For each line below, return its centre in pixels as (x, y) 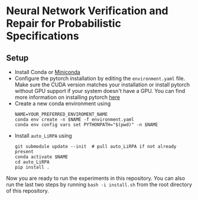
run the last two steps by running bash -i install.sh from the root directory (99, 184)
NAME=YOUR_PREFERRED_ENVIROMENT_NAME (61, 114)
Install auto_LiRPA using (43, 136)
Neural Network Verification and (87, 11)
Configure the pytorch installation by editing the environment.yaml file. (100, 78)
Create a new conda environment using (63, 104)
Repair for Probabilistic (64, 23)
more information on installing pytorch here (67, 97)
